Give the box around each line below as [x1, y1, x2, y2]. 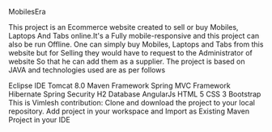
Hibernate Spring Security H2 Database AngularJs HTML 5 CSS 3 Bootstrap [8, 89, 261, 99]
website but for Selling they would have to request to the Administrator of [8, 48, 253, 57]
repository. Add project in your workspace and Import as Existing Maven [8, 106, 249, 116]
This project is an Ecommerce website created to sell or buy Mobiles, [8, 23, 239, 31]
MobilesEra [8, 7, 46, 16]
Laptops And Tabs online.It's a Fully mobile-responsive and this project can [8, 31, 260, 40]
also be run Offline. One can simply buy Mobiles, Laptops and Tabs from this [8, 39, 264, 49]
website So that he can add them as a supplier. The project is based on [8, 56, 245, 66]
